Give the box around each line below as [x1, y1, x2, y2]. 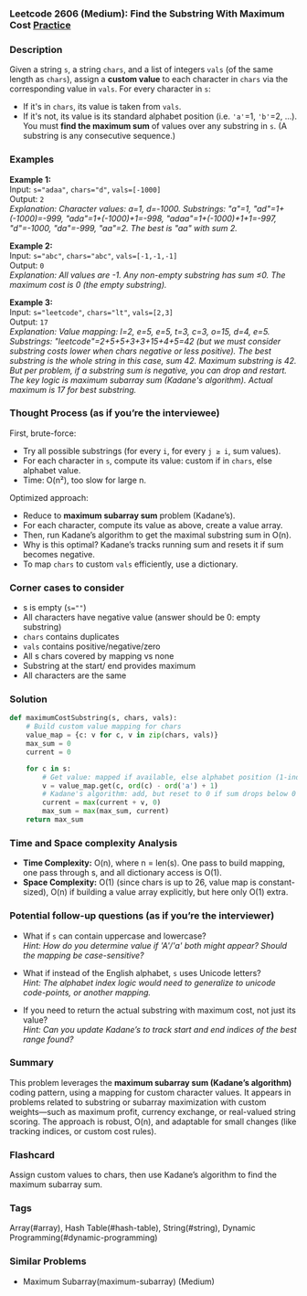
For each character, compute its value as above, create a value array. [22, 519, 283, 530]
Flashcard [9, 1148, 55, 1161]
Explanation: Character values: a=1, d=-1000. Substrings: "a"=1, [9, 203, 251, 214]
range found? [22, 1034, 74, 1045]
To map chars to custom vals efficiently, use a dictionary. [22, 558, 238, 569]
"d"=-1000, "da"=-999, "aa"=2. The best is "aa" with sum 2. [9, 222, 238, 233]
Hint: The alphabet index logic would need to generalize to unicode [22, 977, 276, 988]
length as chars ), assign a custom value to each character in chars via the [9, 74, 289, 85]
